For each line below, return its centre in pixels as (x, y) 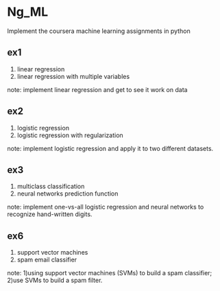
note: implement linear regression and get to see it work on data (97, 89)
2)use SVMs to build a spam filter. (55, 280)
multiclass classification (51, 187)
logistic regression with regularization (70, 135)
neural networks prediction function (68, 194)
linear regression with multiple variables (73, 76)
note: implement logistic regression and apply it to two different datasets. (110, 148)
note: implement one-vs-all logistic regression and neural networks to (106, 207)
